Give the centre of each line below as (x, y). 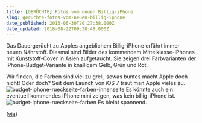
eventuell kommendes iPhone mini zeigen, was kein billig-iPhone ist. (91, 96)
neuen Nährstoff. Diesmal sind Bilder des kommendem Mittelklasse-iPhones (100, 52)
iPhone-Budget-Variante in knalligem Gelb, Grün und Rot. (77, 65)
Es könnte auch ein (150, 90)
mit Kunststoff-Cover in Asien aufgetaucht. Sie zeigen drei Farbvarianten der (101, 58)
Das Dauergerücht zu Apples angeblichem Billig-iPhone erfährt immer (93, 46)
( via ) (12, 114)
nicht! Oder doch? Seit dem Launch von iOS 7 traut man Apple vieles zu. (96, 83)
